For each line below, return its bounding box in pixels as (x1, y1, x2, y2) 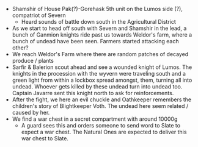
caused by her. (12, 109, 50, 116)
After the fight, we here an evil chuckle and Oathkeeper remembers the (12, 96, 192, 103)
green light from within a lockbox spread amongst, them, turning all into (12, 76, 193, 84)
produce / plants (12, 57, 54, 64)
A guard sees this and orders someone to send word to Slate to (21, 122, 181, 129)
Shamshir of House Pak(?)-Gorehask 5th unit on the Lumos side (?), (12, 5, 183, 12)
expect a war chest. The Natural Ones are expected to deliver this (21, 128, 187, 135)
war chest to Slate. (21, 135, 69, 142)
